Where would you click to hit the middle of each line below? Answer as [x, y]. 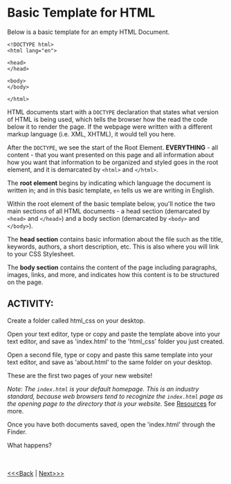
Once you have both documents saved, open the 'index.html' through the [111, 424]
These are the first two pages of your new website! [80, 375]
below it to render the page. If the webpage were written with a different [110, 127]
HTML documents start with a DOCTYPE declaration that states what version [113, 111]
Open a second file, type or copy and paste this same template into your [110, 355]
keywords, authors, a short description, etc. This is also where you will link [113, 247]
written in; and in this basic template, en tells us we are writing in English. [111, 190]
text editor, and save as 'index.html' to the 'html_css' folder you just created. [116, 341]
